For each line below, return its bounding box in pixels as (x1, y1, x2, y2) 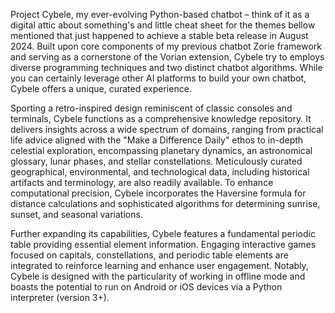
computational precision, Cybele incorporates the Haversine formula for (10, 187, 307, 199)
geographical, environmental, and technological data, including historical (10, 166, 310, 178)
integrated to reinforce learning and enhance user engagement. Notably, (10, 260, 309, 271)
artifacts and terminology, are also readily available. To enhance (10, 177, 274, 188)
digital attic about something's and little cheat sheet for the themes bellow (10, 19, 316, 31)
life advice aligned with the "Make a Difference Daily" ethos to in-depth (10, 134, 304, 146)
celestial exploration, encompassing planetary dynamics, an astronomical (10, 145, 313, 156)
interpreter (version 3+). (10, 292, 110, 303)
